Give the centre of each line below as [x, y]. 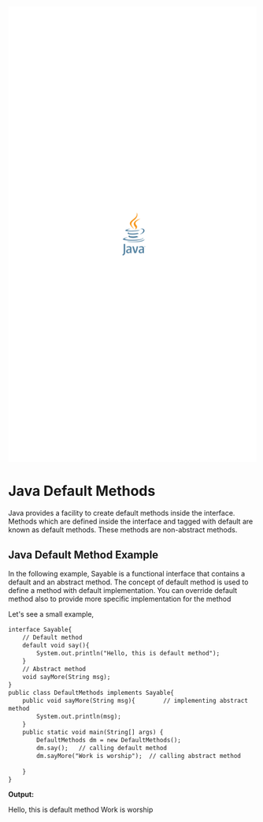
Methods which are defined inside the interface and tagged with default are [131, 522]
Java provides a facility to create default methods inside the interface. [122, 513]
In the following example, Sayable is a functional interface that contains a [127, 573]
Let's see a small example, [51, 614]
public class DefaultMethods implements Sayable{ [91, 693]
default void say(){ [56, 645]
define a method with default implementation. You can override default [123, 590]
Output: [21, 794]
